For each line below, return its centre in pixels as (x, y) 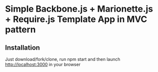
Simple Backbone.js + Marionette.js (79, 9)
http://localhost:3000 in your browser (43, 64)
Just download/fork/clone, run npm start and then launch (63, 59)
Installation (23, 47)
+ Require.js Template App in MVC (76, 19)
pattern (20, 30)
